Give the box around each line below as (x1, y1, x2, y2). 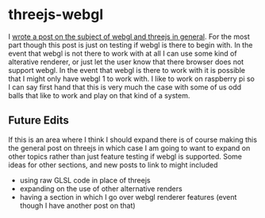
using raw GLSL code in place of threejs (19, 175, 151, 185)
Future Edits (8, 113, 69, 128)
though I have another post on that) (19, 201, 136, 210)
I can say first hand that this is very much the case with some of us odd (8, 82, 242, 92)
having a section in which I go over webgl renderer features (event (19, 192, 237, 201)
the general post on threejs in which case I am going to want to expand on (8, 143, 251, 152)
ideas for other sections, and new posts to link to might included (8, 160, 218, 170)
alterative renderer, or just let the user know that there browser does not (8, 57, 244, 67)
